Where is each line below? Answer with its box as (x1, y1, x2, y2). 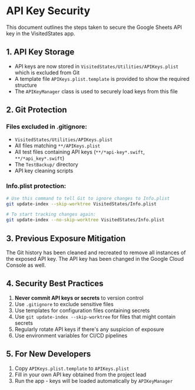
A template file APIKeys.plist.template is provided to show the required (14, 75, 190, 82)
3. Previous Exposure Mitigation (6, 233, 126, 243)
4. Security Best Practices (6, 278, 104, 289)
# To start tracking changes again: (6, 211, 96, 218)
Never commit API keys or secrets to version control (14, 294, 144, 301)
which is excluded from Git (14, 69, 80, 76)
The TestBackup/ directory (14, 161, 78, 168)
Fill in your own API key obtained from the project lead (14, 371, 147, 378)
